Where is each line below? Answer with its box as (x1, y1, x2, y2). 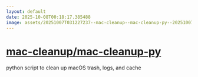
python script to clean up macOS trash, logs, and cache (6, 64, 141, 71)
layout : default (6, 8, 46, 15)
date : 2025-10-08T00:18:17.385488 (6, 14, 91, 20)
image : (6, 19, 22, 25)
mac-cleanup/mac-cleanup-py (6, 45, 161, 58)
